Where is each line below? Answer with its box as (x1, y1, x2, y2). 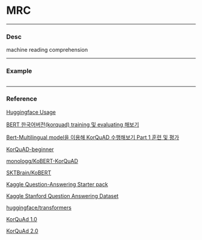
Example (6, 67, 32, 75)
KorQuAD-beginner (6, 146, 54, 153)
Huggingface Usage (6, 108, 56, 115)
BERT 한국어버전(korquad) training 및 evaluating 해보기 (6, 121, 139, 128)
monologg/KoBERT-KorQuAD (6, 157, 78, 164)
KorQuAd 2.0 (6, 227, 38, 235)
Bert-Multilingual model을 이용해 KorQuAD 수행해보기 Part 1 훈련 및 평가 (6, 134, 179, 141)
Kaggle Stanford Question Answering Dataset (6, 192, 119, 199)
